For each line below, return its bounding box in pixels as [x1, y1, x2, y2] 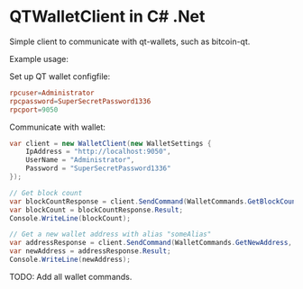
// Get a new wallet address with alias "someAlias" [9, 230, 212, 239]
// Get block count [9, 188, 83, 197]
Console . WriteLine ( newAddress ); [9, 255, 131, 265]
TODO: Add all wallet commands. [9, 271, 133, 282]
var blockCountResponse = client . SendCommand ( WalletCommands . [9, 196, 248, 206]
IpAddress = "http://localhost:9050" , [25, 147, 171, 157]
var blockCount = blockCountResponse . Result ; [9, 205, 183, 214]
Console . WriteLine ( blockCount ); [9, 213, 131, 222]
